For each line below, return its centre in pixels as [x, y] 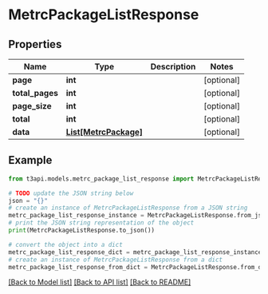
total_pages [35, 93]
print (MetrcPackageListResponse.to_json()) [82, 230]
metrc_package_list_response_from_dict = [78, 267]
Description [173, 67]
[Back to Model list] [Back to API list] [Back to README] [100, 282]
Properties [35, 44]
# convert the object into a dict [66, 244]
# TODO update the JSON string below [71, 193]
